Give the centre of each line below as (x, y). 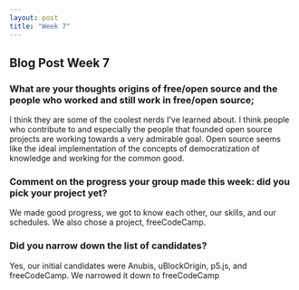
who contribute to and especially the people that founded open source (141, 130)
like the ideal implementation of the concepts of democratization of (135, 149)
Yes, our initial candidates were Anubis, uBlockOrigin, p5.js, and (128, 266)
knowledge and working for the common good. (97, 159)
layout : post (34, 18)
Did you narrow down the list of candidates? (108, 246)
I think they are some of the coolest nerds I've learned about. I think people (149, 120)
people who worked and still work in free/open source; (132, 100)
